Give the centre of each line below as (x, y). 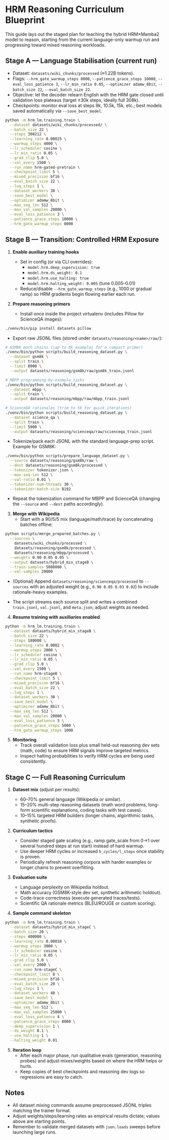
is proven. (31, 857)
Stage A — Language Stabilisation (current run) (81, 61)
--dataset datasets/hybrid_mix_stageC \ (53, 927)
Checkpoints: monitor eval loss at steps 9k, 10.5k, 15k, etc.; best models (87, 105)
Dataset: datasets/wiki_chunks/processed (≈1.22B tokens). (73, 73)
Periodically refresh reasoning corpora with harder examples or (86, 862)
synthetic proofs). (38, 821)
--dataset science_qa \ (35, 417)
